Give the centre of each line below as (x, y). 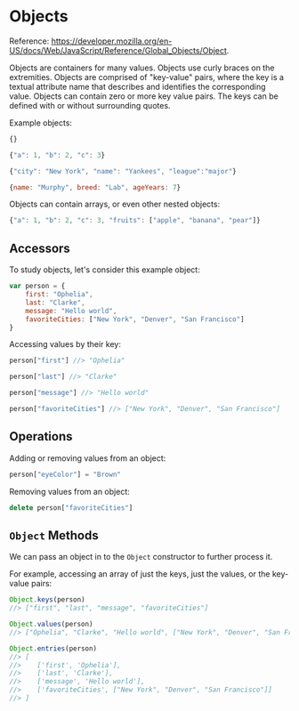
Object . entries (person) (53, 648)
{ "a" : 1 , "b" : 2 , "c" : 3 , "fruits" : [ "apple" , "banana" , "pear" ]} (135, 221)
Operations (41, 436)
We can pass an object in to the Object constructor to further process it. (141, 557)
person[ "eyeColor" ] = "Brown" (65, 474)
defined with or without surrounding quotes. (90, 105)
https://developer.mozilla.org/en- (112, 41)
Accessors (40, 248)
